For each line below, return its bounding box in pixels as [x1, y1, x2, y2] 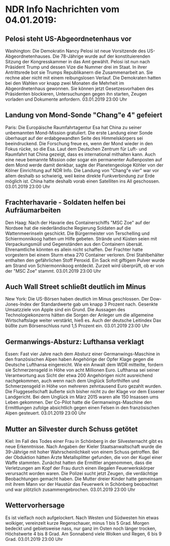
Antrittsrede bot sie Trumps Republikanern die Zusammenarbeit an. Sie [5, 69, 153, 75]
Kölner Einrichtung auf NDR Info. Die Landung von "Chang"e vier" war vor [5, 167, 159, 173]
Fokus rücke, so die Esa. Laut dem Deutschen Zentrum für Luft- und [5, 146, 147, 152]
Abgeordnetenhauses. [5, 53, 52, 59]
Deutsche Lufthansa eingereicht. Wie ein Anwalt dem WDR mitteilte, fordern [5, 362, 163, 368]
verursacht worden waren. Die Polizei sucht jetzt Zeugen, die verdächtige [5, 471, 158, 477]
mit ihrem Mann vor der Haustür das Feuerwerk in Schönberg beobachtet [5, 481, 158, 487]
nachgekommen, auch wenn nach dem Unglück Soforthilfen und [5, 378, 140, 384]
